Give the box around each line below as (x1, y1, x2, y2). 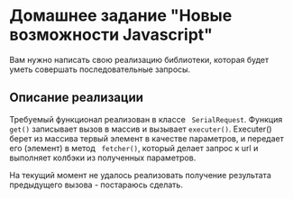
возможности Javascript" (9, 24, 214, 45)
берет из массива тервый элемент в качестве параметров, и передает (9, 132, 284, 144)
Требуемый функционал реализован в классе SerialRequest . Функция (9, 113, 283, 124)
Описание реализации (9, 90, 144, 105)
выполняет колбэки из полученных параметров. (9, 152, 197, 163)
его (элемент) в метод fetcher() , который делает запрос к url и (9, 142, 259, 153)
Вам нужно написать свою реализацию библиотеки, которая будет (9, 54, 270, 65)
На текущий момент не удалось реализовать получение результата (9, 169, 272, 180)
